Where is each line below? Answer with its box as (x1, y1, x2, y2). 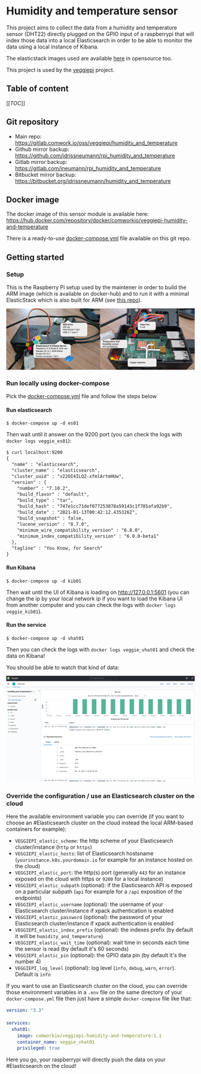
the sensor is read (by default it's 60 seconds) (14, 945, 129, 952)
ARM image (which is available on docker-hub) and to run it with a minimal (6, 290, 190, 298)
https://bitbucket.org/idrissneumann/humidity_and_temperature (14, 177, 171, 184)
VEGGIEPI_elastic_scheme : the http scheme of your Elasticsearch (14, 837, 173, 845)
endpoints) (14, 894, 42, 902)
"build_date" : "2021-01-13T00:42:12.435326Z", (17, 509, 138, 515)
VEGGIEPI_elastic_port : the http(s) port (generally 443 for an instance (14, 869, 186, 876)
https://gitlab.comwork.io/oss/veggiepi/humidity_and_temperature (14, 139, 178, 146)
